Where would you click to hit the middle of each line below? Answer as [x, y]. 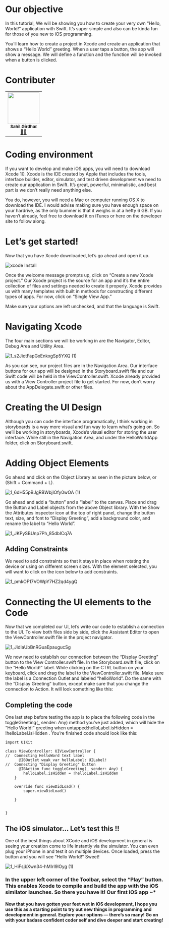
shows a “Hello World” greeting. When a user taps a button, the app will [80, 49]
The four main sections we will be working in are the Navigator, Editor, [78, 340]
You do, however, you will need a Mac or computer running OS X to [75, 200]
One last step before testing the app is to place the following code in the [80, 717]
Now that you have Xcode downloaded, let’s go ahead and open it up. [77, 255]
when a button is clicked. [31, 60]
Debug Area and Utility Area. [35, 346]
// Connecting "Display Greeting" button [50, 765]
